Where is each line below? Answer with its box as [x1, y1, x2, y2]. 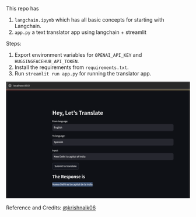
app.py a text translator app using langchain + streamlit [14, 29, 147, 36]
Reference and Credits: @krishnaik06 [6, 204, 96, 211]
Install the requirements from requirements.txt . [14, 64, 129, 71]
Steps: [6, 40, 22, 47]
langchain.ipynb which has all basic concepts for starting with [14, 16, 164, 23]
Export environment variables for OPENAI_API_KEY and [14, 51, 142, 58]
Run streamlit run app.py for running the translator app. [14, 70, 152, 77]
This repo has [6, 5, 39, 12]
